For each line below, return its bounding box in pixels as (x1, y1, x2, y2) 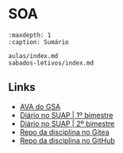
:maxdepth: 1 (8, 31, 52, 39)
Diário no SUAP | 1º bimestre (19, 110, 113, 120)
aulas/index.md (8, 52, 59, 60)
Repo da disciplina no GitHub (19, 135, 115, 145)
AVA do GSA (19, 101, 61, 112)
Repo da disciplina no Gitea (19, 127, 110, 136)
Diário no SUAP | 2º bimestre (19, 119, 115, 128)
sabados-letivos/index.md (8, 59, 94, 67)
